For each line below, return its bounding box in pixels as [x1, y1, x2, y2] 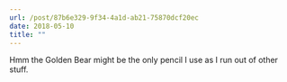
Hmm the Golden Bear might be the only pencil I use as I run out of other [9, 55, 279, 66]
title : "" [9, 30, 47, 39]
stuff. [9, 64, 29, 75]
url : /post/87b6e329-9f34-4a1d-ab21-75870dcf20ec [9, 13, 200, 23]
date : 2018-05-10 [9, 22, 75, 31]
